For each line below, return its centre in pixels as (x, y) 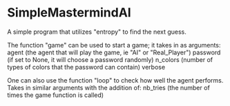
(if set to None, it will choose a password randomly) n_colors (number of (110, 59)
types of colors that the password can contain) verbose (86, 67)
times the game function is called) (56, 95)
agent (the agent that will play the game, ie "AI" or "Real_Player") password (114, 52)
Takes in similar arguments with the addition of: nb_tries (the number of (109, 87)
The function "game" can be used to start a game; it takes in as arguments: (114, 45)
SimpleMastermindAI (69, 13)
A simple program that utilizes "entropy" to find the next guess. (97, 32)
